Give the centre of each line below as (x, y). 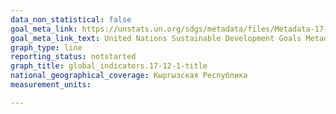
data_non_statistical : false (71, 19)
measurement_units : (51, 85)
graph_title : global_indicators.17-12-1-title (109, 66)
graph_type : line (46, 47)
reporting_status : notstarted (73, 57)
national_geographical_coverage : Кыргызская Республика (129, 76)
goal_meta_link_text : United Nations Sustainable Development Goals (156, 38)
